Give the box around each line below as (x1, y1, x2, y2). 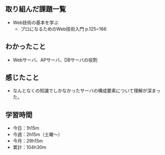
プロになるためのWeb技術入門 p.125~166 (20, 26, 107, 32)
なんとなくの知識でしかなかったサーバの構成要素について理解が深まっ (12, 87, 161, 94)
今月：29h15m (12, 138, 44, 144)
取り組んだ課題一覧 (5, 5, 66, 14)
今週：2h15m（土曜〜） (12, 131, 63, 138)
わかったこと (5, 42, 46, 51)
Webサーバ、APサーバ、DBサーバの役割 (12, 57, 98, 63)
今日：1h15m (12, 125, 39, 131)
